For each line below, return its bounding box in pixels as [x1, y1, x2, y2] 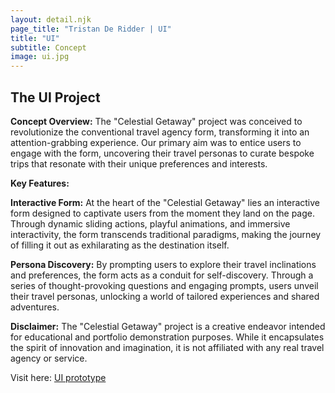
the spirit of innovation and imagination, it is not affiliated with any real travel [10, 341, 325, 353]
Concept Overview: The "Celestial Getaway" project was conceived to [10, 115, 303, 127]
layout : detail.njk [10, 14, 92, 25]
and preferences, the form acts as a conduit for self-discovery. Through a [10, 269, 314, 281]
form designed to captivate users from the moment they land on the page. [10, 207, 315, 219]
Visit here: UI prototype [10, 371, 107, 383]
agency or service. [10, 352, 88, 364]
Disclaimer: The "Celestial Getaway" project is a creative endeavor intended [10, 320, 326, 332]
